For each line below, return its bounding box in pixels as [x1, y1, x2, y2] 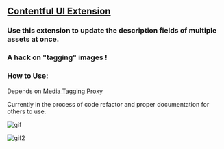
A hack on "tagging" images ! [7, 53, 108, 62]
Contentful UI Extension [7, 5, 111, 17]
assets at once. [7, 34, 60, 44]
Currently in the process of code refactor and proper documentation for [7, 100, 210, 108]
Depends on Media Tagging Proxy [7, 87, 103, 95]
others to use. [7, 107, 47, 116]
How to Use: [7, 71, 49, 81]
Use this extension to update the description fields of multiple [7, 26, 217, 36]
